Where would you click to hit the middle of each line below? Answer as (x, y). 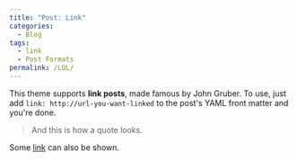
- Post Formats (46, 59)
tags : (19, 43)
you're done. (33, 112)
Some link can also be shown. (64, 147)
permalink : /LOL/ (42, 68)
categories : (31, 26)
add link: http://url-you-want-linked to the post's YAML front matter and (149, 103)
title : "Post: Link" (48, 18)
